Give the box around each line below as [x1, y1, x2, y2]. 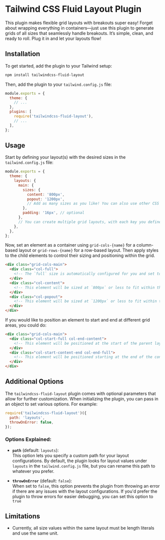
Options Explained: [5, 436, 52, 443]
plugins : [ [9, 109, 32, 114]
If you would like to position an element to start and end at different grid [5, 317, 150, 323]
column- [136, 242, 154, 248]
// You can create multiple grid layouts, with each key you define [18, 219, 162, 224]
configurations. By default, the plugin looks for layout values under [12, 458, 147, 464]
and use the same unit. [12, 530, 59, 536]
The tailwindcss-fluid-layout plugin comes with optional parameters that [5, 391, 156, 396]
